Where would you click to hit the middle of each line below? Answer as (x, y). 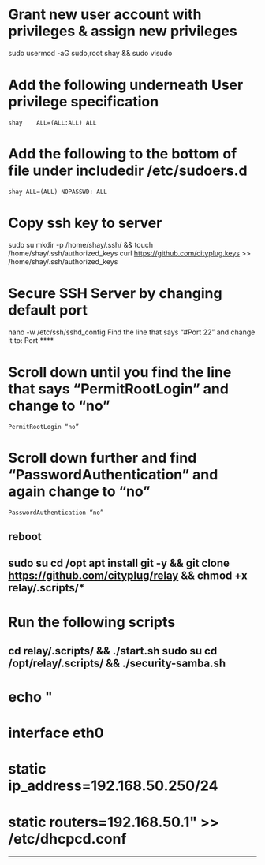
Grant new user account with (105, 15)
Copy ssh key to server (85, 223)
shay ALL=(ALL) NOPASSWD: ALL (58, 192)
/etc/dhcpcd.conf (67, 839)
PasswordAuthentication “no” (56, 513)
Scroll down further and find (103, 458)
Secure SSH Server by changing (115, 293)
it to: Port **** (31, 340)
